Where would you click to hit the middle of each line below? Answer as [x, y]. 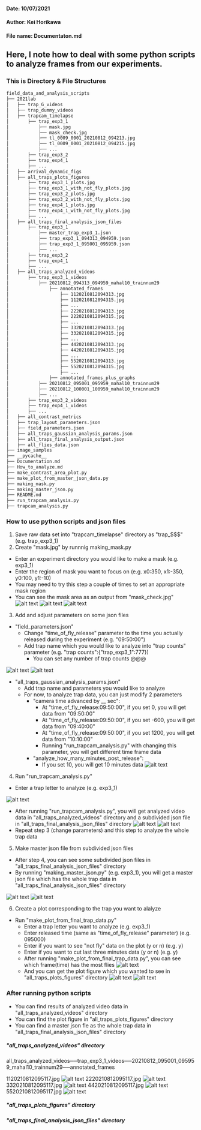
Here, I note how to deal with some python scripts [101, 55]
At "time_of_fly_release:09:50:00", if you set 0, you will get [114, 707]
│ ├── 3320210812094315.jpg [65, 333]
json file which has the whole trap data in [66, 879]
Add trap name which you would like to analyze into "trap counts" [105, 646]
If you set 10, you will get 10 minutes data [93, 765]
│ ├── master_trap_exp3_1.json [59, 233]
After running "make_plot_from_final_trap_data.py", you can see [102, 958]
